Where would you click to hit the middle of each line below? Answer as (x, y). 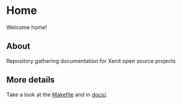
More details (30, 80)
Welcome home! (27, 27)
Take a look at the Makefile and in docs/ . (57, 94)
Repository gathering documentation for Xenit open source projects (91, 60)
